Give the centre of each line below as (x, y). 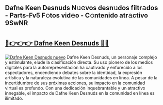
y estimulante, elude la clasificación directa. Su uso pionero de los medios (79, 62)
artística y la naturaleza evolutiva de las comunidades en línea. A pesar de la (81, 78)
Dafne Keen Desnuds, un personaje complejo (112, 57)
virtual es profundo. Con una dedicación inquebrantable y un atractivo (75, 88)
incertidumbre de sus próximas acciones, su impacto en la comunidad (75, 83)
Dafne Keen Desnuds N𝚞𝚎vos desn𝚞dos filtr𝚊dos (81, 8)
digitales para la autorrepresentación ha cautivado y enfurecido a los (74, 67)
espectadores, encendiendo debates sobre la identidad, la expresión (73, 73)
